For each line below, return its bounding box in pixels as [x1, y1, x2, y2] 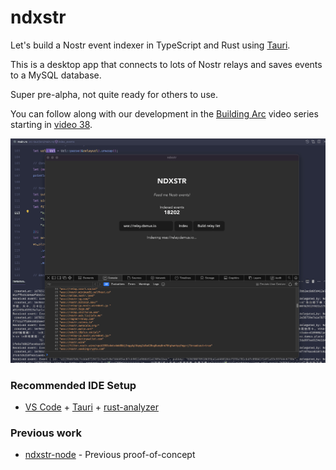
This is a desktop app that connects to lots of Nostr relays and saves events [10, 58, 323, 70]
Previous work [10, 426, 82, 440]
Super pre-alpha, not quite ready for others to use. [10, 88, 218, 100]
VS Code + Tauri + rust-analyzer [24, 401, 159, 413]
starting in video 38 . [10, 118, 93, 130]
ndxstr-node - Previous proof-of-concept [24, 449, 196, 461]
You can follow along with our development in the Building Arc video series [10, 107, 319, 120]
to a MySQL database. [10, 69, 102, 81]
